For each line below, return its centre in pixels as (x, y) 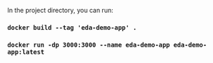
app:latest (26, 52)
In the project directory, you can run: (60, 10)
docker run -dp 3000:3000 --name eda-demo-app (89, 45)
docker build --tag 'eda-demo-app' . (72, 27)
